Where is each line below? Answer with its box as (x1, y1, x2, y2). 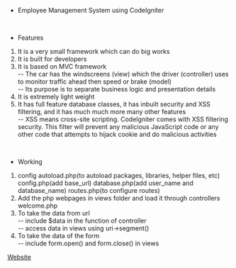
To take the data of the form (17, 232, 100, 240)
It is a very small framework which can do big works (17, 48, 170, 55)
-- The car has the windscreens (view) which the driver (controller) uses (17, 70, 229, 78)
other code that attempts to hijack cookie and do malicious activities (17, 130, 218, 138)
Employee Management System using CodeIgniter (17, 6, 164, 14)
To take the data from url (17, 209, 90, 217)
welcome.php (17, 201, 58, 210)
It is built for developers (17, 55, 87, 63)
